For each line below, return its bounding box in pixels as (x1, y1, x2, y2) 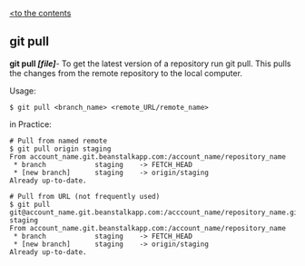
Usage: (9, 85, 36, 96)
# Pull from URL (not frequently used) (9, 192, 161, 201)
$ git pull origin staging (9, 144, 112, 153)
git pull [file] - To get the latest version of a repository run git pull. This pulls (9, 58, 291, 69)
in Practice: (9, 118, 52, 130)
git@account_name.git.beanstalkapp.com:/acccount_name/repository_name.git (9, 208, 302, 217)
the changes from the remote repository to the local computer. (9, 67, 243, 78)
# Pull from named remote (9, 136, 107, 145)
